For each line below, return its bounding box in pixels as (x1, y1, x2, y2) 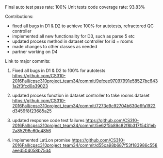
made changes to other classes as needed (12, 44, 98, 49)
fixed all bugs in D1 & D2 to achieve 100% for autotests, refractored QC (12, 23, 154, 29)
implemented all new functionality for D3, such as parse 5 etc (12, 34, 135, 39)
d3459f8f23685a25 (12, 108, 52, 114)
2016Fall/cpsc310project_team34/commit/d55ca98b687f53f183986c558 (12, 142, 158, 148)
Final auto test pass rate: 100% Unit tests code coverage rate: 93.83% (5, 4, 146, 10)
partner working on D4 (12, 49, 58, 54)
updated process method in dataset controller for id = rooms (12, 38, 133, 44)
